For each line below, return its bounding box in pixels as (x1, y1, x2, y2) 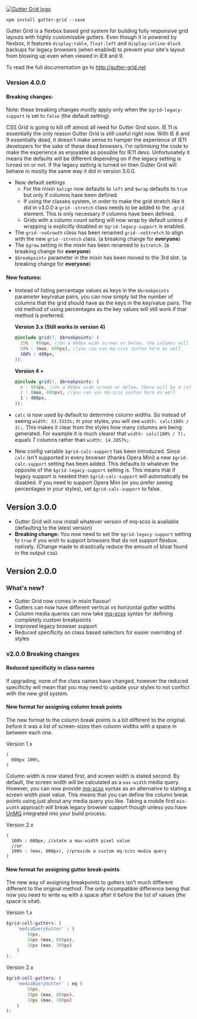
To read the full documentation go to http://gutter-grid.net (6, 64, 146, 71)
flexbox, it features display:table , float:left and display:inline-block (6, 40, 181, 47)
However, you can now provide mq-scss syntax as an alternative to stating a (6, 785, 191, 792)
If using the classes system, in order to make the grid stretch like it (23, 198, 185, 205)
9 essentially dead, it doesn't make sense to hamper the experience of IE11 (6, 136, 187, 144)
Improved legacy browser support (14, 622, 97, 630)
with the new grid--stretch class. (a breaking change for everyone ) (14, 236, 181, 243)
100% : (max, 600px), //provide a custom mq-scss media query (11, 848, 167, 854)
